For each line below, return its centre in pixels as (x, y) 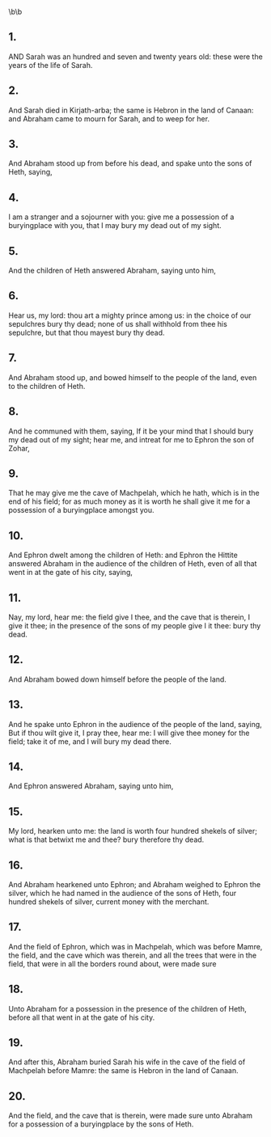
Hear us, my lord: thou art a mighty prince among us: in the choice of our (130, 315)
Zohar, (19, 448)
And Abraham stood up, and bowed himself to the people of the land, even (133, 377)
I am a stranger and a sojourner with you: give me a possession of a (121, 217)
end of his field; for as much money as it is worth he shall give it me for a (129, 501)
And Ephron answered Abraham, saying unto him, (91, 786)
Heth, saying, (30, 172)
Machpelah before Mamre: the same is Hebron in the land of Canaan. (123, 1071)
